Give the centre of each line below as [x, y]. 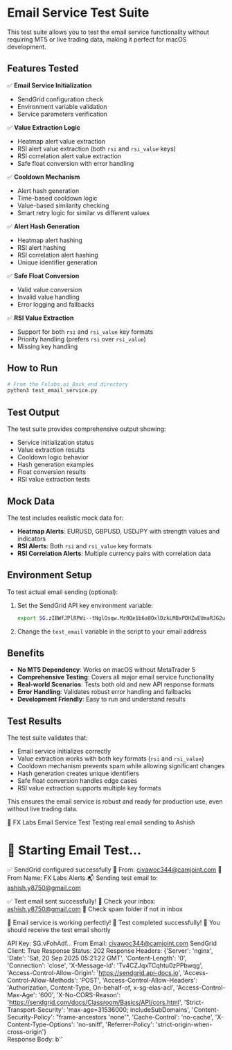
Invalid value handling [48, 297]
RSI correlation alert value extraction [69, 156]
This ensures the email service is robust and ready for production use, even [115, 802]
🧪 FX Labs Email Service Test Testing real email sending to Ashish [101, 822]
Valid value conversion [50, 289]
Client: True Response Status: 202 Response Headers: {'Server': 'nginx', [110, 951]
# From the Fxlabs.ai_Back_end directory [68, 384]
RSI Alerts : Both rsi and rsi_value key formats [84, 545]
